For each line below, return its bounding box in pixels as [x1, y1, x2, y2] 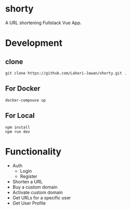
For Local [5, 111, 35, 120]
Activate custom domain [12, 189, 63, 195]
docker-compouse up [5, 98, 46, 103]
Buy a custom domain [12, 184, 58, 190]
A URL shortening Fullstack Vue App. [5, 20, 82, 26]
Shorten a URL [12, 178, 43, 184]
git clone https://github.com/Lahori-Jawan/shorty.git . [5, 71, 127, 76]
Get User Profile [12, 200, 46, 206]
